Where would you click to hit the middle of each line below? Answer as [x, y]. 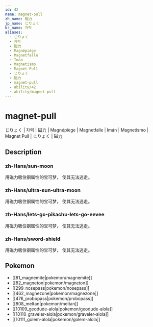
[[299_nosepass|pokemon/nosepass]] [51, 288]
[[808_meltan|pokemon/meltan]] [45, 303]
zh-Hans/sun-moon [29, 166]
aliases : [14, 32]
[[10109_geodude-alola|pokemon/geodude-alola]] [62, 309]
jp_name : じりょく [23, 23]
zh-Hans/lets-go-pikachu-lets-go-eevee [55, 215]
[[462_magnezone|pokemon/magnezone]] [55, 293]
